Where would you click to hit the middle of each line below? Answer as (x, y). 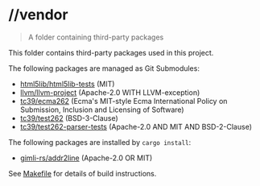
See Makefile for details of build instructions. (83, 173)
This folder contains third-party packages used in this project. (111, 52)
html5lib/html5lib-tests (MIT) (67, 84)
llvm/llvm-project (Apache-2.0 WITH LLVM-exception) (110, 92)
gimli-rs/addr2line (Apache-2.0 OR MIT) (86, 158)
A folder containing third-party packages (96, 37)
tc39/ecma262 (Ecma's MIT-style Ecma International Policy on (124, 101)
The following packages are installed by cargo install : (100, 142)
